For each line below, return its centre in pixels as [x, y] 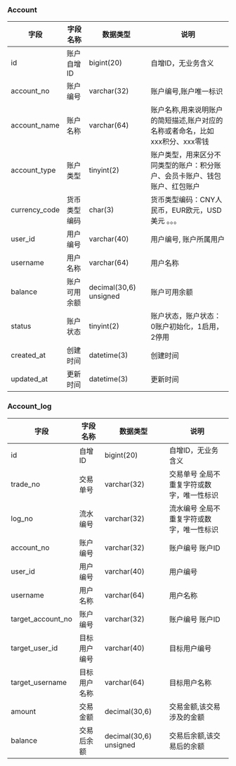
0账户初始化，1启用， [187, 327]
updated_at [29, 379]
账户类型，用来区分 [182, 155]
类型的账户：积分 [186, 166]
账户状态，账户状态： [186, 316]
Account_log [29, 407]
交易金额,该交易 [195, 706]
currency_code [35, 210]
